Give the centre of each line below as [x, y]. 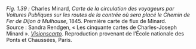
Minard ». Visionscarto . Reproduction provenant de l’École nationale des [95, 34]
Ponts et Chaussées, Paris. [39, 40]
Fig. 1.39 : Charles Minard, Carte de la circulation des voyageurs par [90, 9]
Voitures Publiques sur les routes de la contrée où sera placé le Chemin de [98, 15]
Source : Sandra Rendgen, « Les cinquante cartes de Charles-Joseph [92, 27]
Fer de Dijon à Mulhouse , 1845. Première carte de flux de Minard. [86, 21]
